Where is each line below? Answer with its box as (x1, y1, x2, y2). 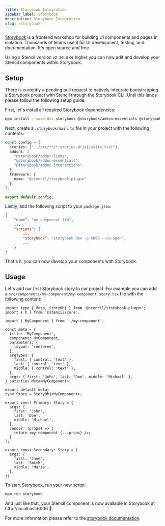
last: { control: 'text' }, (14, 362, 71, 367)
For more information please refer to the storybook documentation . (5, 515, 141, 521)
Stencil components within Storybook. (5, 59, 82, 65)
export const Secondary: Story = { (5, 448, 78, 453)
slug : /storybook (5, 21, 41, 26)
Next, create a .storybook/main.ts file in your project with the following (5, 125, 149, 131)
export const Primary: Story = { (5, 400, 74, 406)
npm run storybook (5, 492, 43, 497)
